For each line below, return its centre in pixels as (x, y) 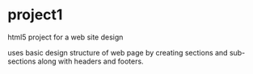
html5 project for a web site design (65, 37)
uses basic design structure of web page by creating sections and (118, 52)
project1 (35, 15)
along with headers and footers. (91, 61)
